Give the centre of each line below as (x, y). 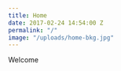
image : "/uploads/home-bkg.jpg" (61, 37)
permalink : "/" (33, 30)
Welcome (24, 60)
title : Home (27, 15)
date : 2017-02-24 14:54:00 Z (56, 23)
